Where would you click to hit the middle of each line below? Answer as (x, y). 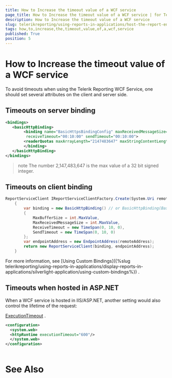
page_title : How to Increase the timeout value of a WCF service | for (83, 15)
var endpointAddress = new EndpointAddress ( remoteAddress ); (89, 242)
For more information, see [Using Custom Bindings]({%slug (68, 261)
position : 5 (18, 39)
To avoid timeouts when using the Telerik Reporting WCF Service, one (79, 89)
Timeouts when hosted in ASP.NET (62, 288)
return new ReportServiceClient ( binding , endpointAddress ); (89, 246)
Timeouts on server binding (50, 111)
